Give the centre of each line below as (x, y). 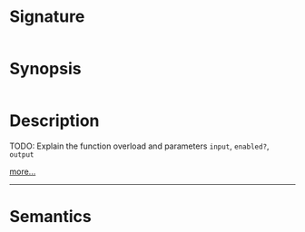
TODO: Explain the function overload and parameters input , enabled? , (139, 146)
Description (54, 121)
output (22, 155)
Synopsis (45, 69)
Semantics (51, 217)
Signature (47, 17)
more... (23, 171)
